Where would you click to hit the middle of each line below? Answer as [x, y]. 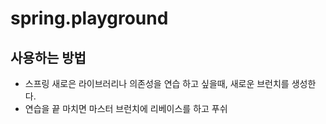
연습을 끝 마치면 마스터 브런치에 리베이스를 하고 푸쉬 [126, 108]
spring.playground [89, 18]
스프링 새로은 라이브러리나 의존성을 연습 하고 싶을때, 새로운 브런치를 [157, 83]
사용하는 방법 [48, 57]
